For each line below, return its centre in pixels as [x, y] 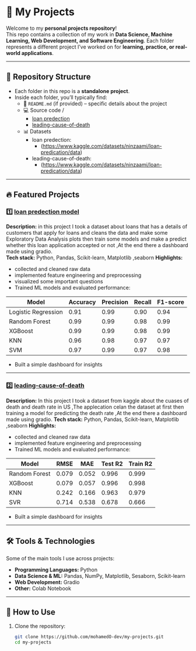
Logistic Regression [36, 312]
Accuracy [82, 302]
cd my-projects [33, 643]
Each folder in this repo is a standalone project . [72, 91]
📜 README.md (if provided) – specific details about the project [95, 103]
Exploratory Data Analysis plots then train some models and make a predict [96, 239]
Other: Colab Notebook [43, 588]
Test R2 [112, 464]
